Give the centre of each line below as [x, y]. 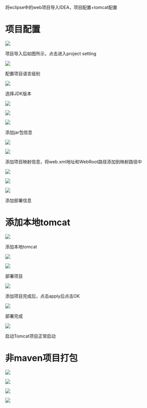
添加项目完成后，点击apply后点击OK [42, 296]
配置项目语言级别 [23, 73]
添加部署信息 [18, 200]
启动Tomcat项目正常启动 [30, 336]
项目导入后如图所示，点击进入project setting [51, 53]
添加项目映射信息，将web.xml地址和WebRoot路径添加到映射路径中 [74, 161]
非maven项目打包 [41, 358]
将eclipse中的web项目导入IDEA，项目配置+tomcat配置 [61, 7]
